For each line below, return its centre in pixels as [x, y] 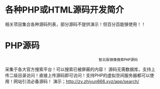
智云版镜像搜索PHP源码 [118, 59]
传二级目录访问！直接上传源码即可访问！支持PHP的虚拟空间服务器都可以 [78, 75]
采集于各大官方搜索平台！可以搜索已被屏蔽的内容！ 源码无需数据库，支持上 [80, 69]
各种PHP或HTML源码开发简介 [64, 10]
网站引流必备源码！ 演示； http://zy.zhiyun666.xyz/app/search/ [76, 81]
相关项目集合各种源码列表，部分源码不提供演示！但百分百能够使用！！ [75, 24]
